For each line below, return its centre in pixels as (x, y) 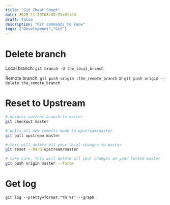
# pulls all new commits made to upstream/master (59, 131)
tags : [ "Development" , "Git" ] (36, 29)
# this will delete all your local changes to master (64, 145)
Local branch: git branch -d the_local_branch (54, 68)
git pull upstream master (33, 136)
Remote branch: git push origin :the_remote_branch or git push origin (82, 78)
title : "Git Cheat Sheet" (33, 10)
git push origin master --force (39, 164)
